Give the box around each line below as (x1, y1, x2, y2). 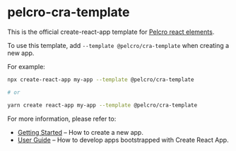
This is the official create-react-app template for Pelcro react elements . (7, 28, 215, 36)
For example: (7, 62, 46, 71)
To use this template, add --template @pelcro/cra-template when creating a (7, 41, 230, 49)
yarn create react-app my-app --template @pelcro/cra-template (7, 102, 198, 109)
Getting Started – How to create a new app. (17, 128, 143, 136)
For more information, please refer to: (7, 114, 117, 123)
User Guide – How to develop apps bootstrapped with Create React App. (17, 135, 229, 144)
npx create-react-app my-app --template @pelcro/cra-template (7, 75, 194, 83)
